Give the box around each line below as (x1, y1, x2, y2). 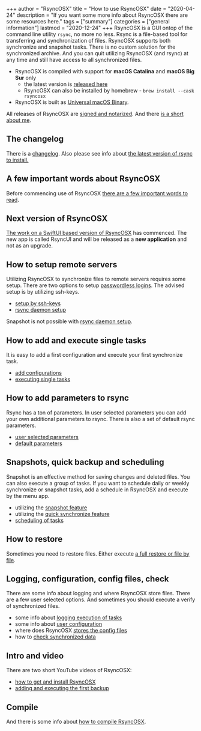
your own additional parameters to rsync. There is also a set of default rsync (6, 415, 195, 422)
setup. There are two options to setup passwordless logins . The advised (6, 282, 185, 289)
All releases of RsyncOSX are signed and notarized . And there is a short (6, 111, 184, 117)
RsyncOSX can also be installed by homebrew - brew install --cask (23, 87, 194, 94)
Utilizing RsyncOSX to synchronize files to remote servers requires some (6, 276, 186, 283)
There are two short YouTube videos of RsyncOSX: (6, 667, 132, 674)
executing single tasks (14, 375, 71, 383)
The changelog (6, 134, 64, 144)
